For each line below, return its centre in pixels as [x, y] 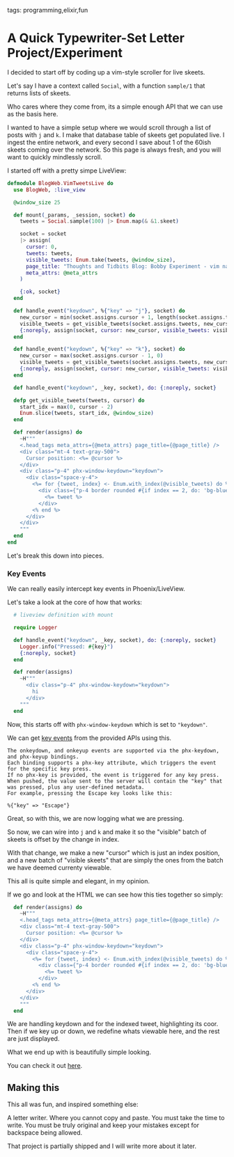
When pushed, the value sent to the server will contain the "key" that [115, 781]
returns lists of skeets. [39, 93]
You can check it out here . [45, 1066]
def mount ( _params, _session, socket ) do [75, 215]
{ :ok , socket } [40, 292]
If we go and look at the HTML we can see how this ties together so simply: [115, 895]
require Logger [36, 628]
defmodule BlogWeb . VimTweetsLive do [60, 183]
